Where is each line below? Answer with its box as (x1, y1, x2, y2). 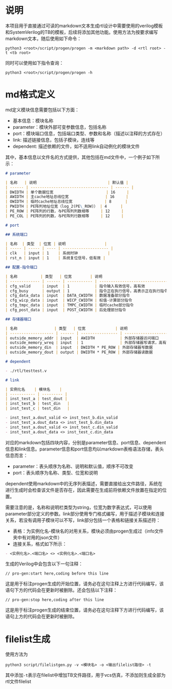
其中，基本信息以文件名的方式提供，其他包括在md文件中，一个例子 (5, 154, 147, 160)
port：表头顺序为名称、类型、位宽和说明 (12, 469, 98, 476)
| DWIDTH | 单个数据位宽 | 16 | (5, 189, 130, 195)
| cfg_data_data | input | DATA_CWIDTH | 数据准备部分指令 (5, 293, 130, 298)
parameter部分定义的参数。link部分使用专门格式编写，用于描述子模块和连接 (5, 510, 165, 517)
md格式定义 (5, 89, 55, 101)
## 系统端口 (5, 232, 28, 237)
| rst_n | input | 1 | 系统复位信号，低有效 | (5, 255, 106, 261)
